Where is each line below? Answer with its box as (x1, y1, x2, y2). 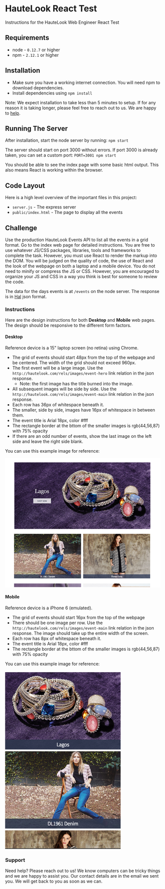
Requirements (5, 34, 49, 42)
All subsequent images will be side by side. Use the (12, 386, 117, 392)
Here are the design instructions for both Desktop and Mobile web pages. (5, 317, 156, 323)
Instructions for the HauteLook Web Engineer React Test (5, 19, 120, 25)
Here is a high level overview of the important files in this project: (5, 195, 137, 201)
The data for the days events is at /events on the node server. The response (5, 289, 160, 294)
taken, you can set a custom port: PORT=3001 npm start (5, 152, 117, 158)
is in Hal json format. (5, 294, 47, 299)
